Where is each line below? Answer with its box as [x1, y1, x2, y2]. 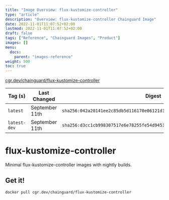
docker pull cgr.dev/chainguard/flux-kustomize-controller [5, 189, 132, 194]
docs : [10, 49, 22, 54]
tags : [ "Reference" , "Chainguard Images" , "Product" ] [5, 36, 121, 41]
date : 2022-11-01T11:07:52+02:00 [5, 21, 75, 27]
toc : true [5, 63, 26, 69]
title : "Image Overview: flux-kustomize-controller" [5, 7, 118, 13]
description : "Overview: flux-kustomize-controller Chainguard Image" [5, 17, 156, 22]
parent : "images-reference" [14, 54, 73, 59]
